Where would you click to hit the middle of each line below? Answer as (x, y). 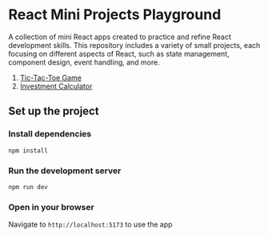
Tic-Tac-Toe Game (51, 77)
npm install (28, 150)
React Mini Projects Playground (115, 15)
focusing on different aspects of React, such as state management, (119, 53)
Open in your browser (51, 207)
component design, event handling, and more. (84, 62)
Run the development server (65, 171)
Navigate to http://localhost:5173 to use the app (91, 224)
